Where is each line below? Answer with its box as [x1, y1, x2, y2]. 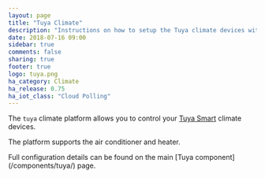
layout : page [8, 11, 51, 20]
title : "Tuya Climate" [8, 19, 83, 27]
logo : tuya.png [8, 70, 58, 78]
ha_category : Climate [8, 77, 80, 85]
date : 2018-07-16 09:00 [8, 33, 87, 42]
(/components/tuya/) [8, 161, 77, 170]
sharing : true [8, 56, 55, 64]
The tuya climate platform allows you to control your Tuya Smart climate [8, 113, 242, 123]
